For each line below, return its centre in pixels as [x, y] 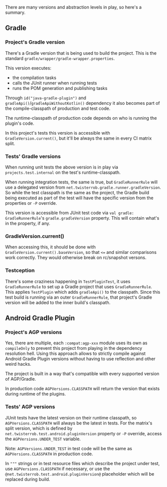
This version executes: [28, 68]
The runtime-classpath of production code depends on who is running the [81, 118]
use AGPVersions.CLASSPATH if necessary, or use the [58, 469]
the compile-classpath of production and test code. [58, 108]
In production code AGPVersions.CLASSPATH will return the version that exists [83, 389]
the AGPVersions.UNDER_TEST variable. [43, 439]
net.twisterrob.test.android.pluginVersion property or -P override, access [83, 433]
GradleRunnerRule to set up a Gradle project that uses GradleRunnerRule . [79, 286]
